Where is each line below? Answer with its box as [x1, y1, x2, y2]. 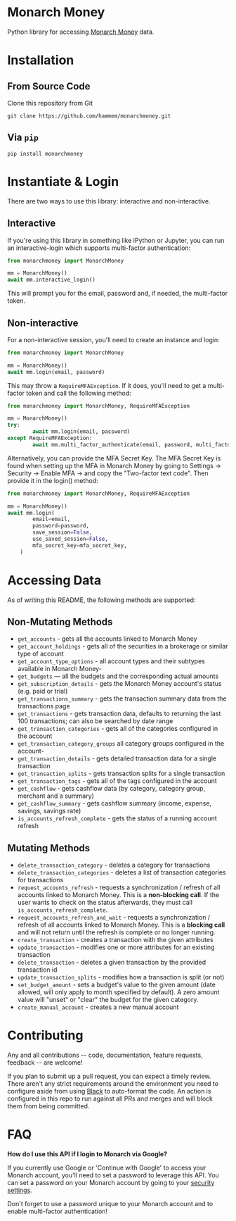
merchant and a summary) [17, 791, 95, 800]
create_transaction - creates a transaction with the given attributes [17, 936, 214, 944]
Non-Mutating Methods [7, 616, 113, 628]
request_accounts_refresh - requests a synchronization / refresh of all [17, 883, 221, 891]
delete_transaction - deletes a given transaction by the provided [17, 958, 206, 967]
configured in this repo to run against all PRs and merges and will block [7, 1094, 213, 1103]
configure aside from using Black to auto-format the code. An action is [7, 1087, 211, 1096]
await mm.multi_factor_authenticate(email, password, [32, 441, 193, 448]
